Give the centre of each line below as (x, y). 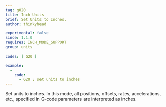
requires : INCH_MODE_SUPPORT (36, 43)
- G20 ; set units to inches (49, 79)
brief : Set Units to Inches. (36, 19)
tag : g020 (16, 10)
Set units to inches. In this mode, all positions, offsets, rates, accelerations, (83, 94)
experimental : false (27, 33)
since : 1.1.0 (19, 38)
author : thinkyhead (26, 24)
